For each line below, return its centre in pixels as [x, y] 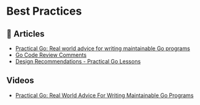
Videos [20, 81]
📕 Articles [25, 34]
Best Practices [44, 11]
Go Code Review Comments [51, 55]
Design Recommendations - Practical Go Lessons [78, 61]
